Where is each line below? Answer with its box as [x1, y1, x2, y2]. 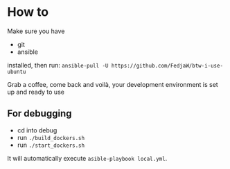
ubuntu [7, 68, 26, 75]
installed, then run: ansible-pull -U [7, 61, 109, 69]
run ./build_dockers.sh [17, 133, 85, 141]
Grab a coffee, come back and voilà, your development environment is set [7, 80, 218, 88]
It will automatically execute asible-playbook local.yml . [7, 154, 168, 162]
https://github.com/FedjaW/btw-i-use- [111, 62, 224, 69]
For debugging [7, 108, 72, 119]
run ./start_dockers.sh [17, 141, 85, 149]
